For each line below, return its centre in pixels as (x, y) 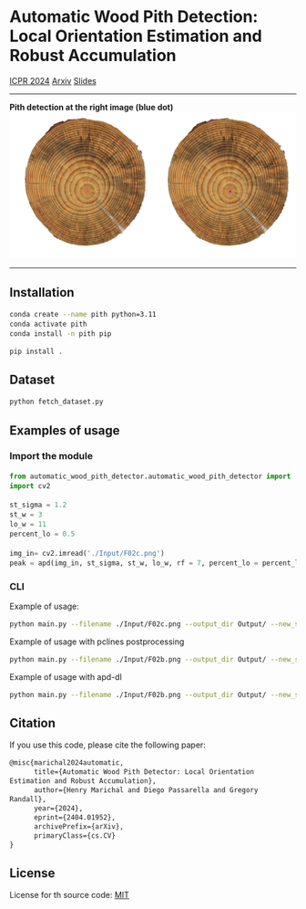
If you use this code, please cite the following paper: (108, 745)
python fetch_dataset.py (56, 402)
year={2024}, (58, 809)
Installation (42, 293)
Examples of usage (65, 430)
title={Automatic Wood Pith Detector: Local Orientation (144, 772)
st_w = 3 (26, 515)
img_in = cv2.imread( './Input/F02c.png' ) (87, 553)
